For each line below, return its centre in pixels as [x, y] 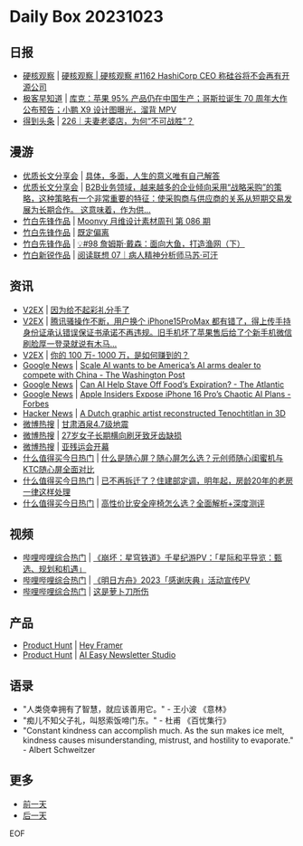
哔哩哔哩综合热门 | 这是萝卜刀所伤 [85, 592]
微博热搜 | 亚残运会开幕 [66, 446]
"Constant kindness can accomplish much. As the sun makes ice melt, [153, 731]
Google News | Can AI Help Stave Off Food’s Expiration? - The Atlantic [153, 384]
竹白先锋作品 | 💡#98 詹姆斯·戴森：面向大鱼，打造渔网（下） [134, 243]
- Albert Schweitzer [59, 750]
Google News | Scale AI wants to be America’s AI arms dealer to [142, 365]
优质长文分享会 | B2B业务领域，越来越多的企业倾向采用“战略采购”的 [148, 186]
